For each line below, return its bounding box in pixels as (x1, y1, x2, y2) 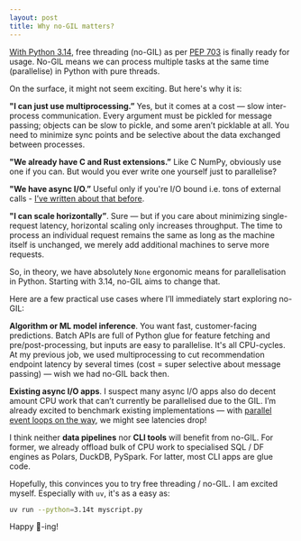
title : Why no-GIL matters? (9, 22, 115, 31)
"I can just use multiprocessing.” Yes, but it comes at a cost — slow (9, 100, 265, 111)
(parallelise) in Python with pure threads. (9, 65, 160, 77)
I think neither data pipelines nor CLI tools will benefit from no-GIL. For (9, 432, 274, 443)
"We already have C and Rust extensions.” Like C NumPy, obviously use (9, 156, 282, 167)
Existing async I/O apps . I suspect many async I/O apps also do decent (9, 385, 277, 397)
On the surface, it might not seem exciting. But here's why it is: (9, 83, 242, 94)
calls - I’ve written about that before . (9, 193, 145, 204)
